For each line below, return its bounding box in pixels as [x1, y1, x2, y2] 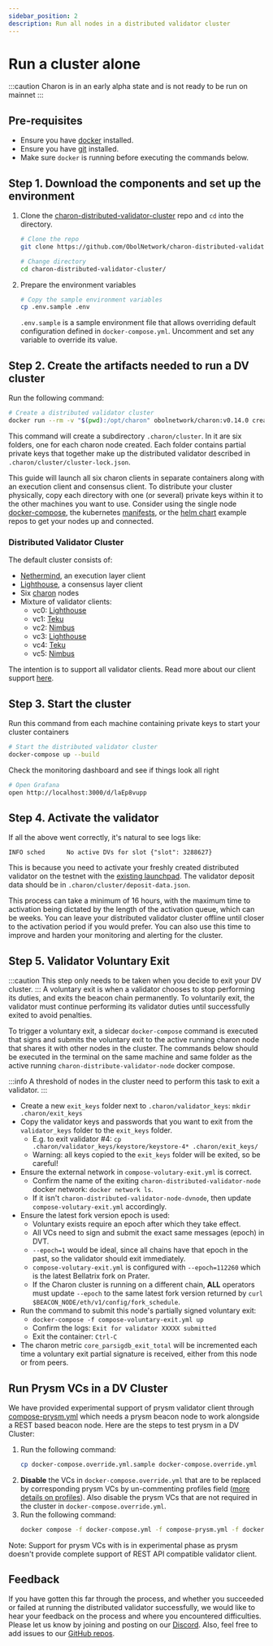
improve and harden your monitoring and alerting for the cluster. [8, 931, 223, 940]
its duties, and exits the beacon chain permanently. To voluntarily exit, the [8, 993, 255, 1003]
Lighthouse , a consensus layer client [19, 579, 144, 589]
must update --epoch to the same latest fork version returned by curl [32, 1288, 263, 1298]
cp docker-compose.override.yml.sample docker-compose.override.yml [19, 1460, 258, 1468]
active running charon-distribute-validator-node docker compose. [8, 1061, 236, 1071]
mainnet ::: [8, 90, 44, 100]
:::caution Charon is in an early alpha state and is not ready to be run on [8, 81, 248, 91]
